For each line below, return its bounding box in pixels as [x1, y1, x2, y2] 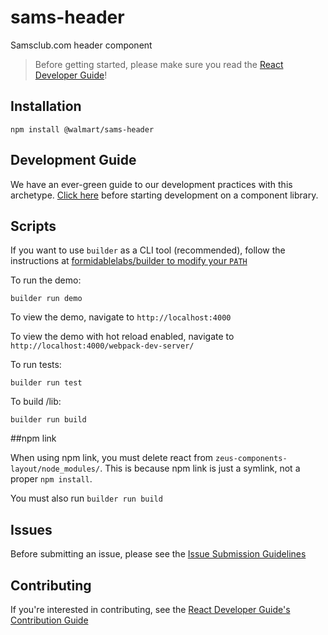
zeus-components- [215, 454, 288, 464]
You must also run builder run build [10, 492, 163, 505]
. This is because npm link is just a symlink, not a [99, 462, 301, 475]
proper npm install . [10, 473, 93, 485]
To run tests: [10, 359, 62, 371]
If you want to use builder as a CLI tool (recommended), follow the [10, 244, 286, 256]
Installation [10, 98, 82, 115]
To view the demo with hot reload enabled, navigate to [10, 331, 235, 343]
